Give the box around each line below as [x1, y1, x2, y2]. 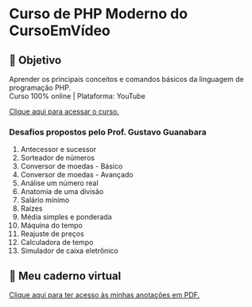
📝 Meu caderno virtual [9, 269, 122, 282]
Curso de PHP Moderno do [9, 5, 188, 23]
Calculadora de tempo [20, 238, 94, 247]
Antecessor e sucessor [20, 145, 97, 154]
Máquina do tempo [20, 220, 83, 231]
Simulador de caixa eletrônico [20, 246, 118, 255]
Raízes [20, 204, 43, 213]
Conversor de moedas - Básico [20, 161, 123, 171]
